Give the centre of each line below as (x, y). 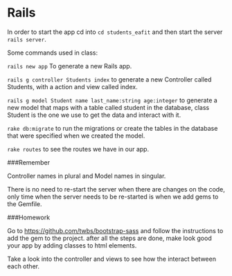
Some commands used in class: (53, 53)
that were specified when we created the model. (76, 136)
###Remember (29, 162)
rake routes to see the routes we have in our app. (78, 149)
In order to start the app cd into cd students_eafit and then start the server (115, 32)
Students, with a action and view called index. (72, 86)
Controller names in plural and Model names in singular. (87, 176)
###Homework (29, 217)
